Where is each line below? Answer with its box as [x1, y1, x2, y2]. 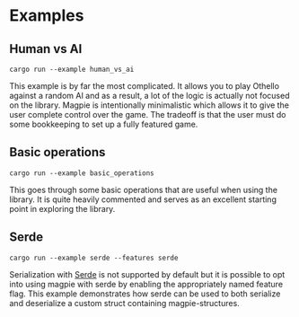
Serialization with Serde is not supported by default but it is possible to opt [9, 269, 286, 279]
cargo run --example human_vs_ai [9, 65, 135, 74]
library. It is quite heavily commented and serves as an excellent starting [9, 194, 277, 205]
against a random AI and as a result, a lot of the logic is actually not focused [9, 91, 290, 101]
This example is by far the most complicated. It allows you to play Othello [9, 81, 280, 91]
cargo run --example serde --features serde [9, 253, 179, 262]
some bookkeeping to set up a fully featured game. [9, 119, 198, 129]
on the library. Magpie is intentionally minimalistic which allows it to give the [9, 100, 290, 110]
